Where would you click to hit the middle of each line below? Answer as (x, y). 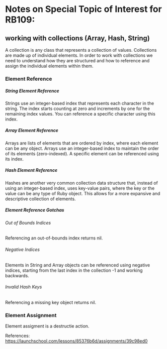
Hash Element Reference (31, 170)
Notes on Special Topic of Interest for (83, 9)
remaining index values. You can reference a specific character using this (80, 114)
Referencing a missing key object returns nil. (51, 302)
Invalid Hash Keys (24, 287)
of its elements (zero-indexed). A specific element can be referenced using (82, 153)
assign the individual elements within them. (49, 66)
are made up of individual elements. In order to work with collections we (79, 55)
